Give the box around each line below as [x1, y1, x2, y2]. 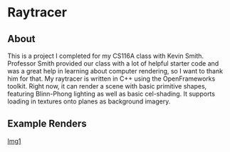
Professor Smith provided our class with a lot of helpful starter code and [7, 59, 219, 68]
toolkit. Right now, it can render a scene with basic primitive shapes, [7, 82, 207, 90]
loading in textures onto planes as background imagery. [7, 97, 171, 106]
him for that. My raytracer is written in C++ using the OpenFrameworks [7, 74, 216, 83]
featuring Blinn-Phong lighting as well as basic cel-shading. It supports [7, 90, 216, 98]
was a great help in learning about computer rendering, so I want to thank [7, 67, 223, 75]
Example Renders [7, 118, 87, 130]
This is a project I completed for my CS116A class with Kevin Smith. [7, 51, 204, 60]
